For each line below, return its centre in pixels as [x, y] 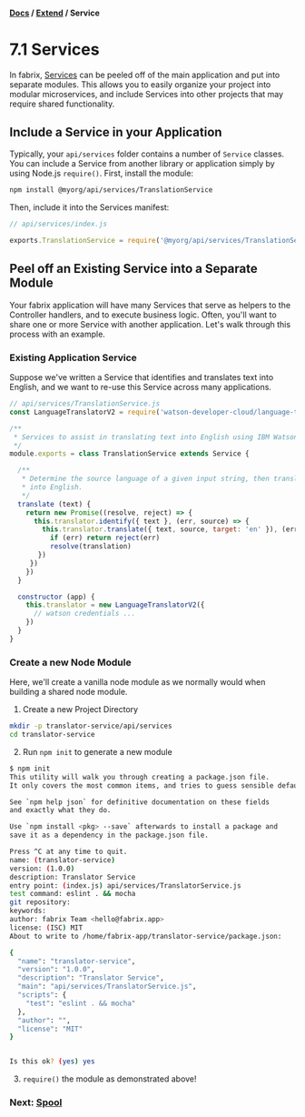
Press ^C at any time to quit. [69, 851]
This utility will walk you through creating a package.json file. [140, 777]
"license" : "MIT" [50, 1029]
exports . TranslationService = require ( [85, 241]
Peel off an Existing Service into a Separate [134, 269]
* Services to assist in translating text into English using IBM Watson [156, 437]
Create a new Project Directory [80, 709]
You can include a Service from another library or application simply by [142, 164]
